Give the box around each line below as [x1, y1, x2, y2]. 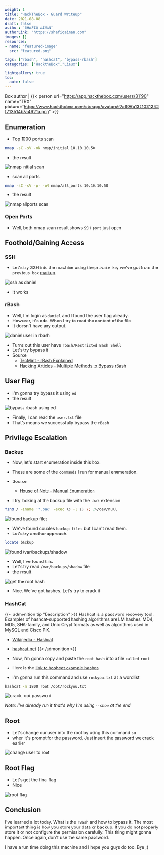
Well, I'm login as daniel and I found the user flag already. [12, 312, 129, 318]
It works [12, 289, 29, 295]
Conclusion [5, 806, 41, 814]
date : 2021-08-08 [5, 16, 41, 21]
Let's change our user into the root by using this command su [12, 729, 136, 735]
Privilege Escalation [5, 433, 67, 442]
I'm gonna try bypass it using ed [12, 390, 77, 396]
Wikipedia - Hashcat [12, 637, 54, 642]
